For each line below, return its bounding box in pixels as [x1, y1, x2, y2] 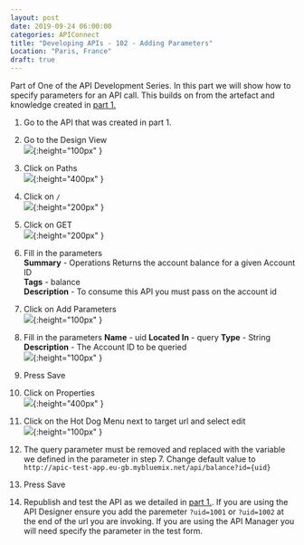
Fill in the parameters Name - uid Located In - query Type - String [23, 332, 271, 342]
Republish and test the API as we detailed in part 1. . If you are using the [23, 497, 289, 507]
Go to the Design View [23, 135, 108, 145]
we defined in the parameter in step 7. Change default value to [23, 454, 256, 464]
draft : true [10, 55, 55, 64]
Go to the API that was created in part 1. [23, 117, 172, 128]
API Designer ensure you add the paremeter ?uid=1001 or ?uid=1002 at [23, 506, 284, 517]
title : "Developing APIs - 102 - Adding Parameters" [10, 38, 214, 48]
